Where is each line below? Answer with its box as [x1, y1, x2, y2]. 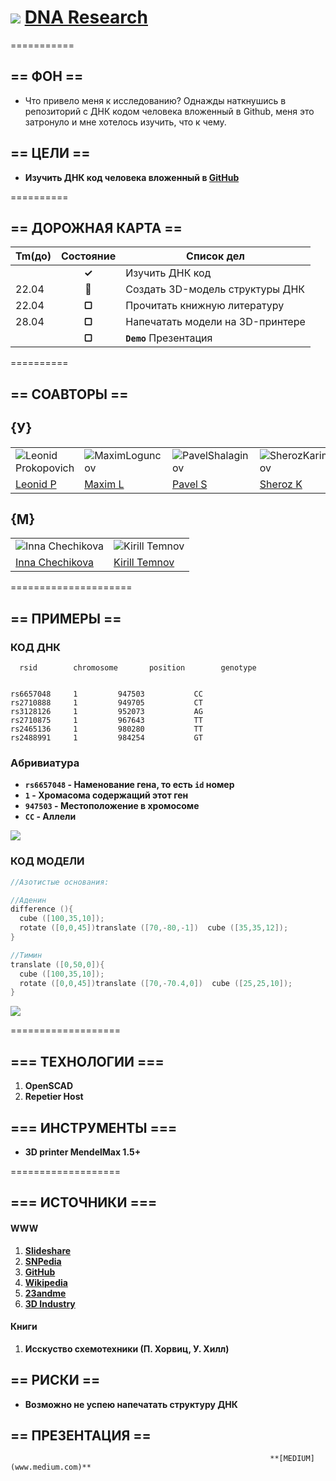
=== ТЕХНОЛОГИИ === [10, 1053, 165, 1070]
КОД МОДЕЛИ [10, 854, 85, 868]
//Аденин [10, 895, 47, 905]
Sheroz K [259, 477, 303, 491]
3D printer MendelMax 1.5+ [24, 1146, 142, 1158]
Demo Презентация [125, 331, 213, 345]
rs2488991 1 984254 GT [10, 733, 203, 743]
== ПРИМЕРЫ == [10, 610, 122, 627]
